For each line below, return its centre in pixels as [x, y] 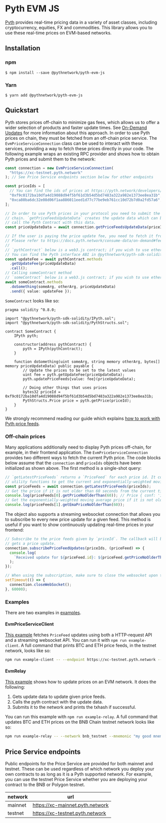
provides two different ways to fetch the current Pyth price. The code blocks [83, 457]
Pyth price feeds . [23, 423]
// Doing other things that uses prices [65, 388]
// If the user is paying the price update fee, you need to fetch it [79, 236]
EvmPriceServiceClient [30, 624]
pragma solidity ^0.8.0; [31, 310]
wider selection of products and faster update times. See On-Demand [76, 127]
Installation [23, 48]
